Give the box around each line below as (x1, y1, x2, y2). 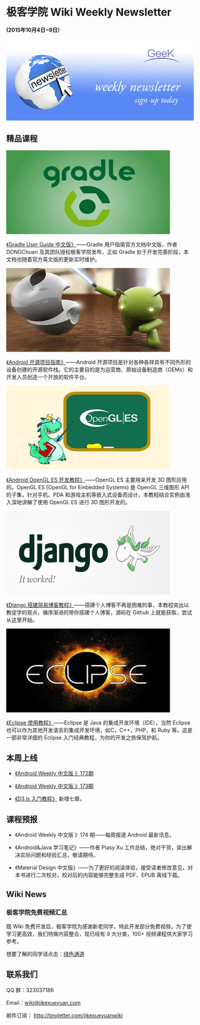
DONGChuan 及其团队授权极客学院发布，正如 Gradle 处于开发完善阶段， (6, 248, 184, 255)
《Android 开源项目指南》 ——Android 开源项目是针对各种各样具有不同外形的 (6, 358, 192, 365)
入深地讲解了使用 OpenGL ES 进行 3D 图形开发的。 (6, 498, 131, 505)
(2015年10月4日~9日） (6, 26, 63, 33)
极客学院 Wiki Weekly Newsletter (6, 5, 171, 19)
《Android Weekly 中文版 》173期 (14, 782, 94, 790)
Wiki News (6, 889, 47, 899)
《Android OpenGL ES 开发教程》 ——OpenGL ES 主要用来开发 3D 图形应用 (6, 476, 187, 483)
